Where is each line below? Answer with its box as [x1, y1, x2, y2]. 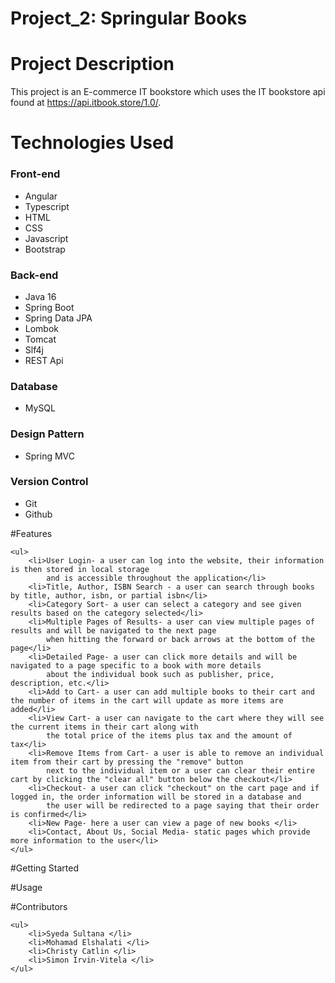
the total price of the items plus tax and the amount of [46, 730, 293, 741]
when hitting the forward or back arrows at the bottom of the [46, 634, 315, 644]
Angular [24, 190, 58, 202]
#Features [10, 527, 53, 539]
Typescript [24, 200, 70, 212]
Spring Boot [24, 301, 75, 313]
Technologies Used [10, 132, 175, 154]
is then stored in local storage [10, 564, 150, 574]
